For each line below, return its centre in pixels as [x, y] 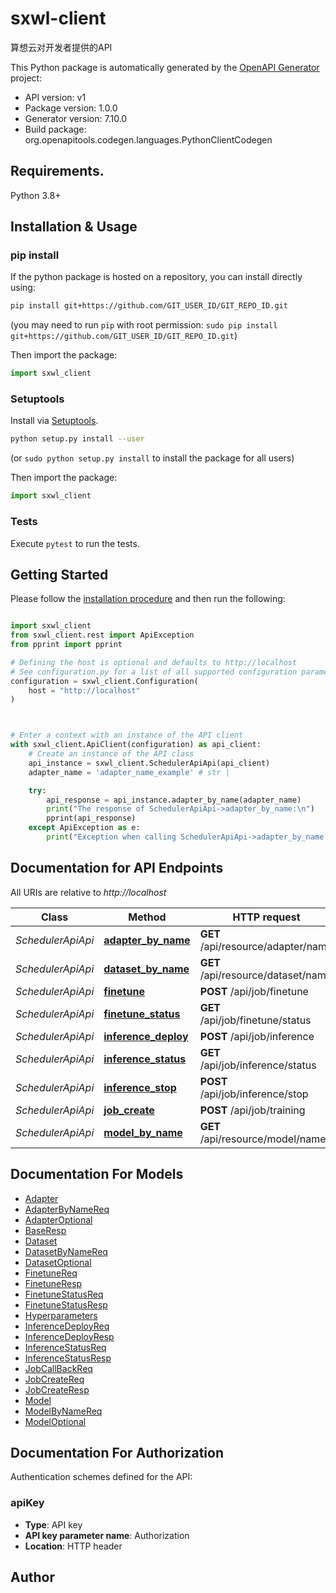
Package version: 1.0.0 [71, 108]
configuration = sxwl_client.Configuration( [104, 681]
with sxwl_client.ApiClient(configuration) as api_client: [136, 745]
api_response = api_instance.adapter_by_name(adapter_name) [174, 800]
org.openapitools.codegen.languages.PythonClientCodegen [148, 139]
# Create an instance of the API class [111, 754]
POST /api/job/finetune [254, 991]
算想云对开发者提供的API [61, 47]
